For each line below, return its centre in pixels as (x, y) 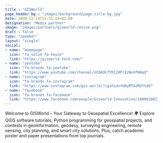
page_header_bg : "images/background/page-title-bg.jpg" (64, 14)
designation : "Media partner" (36, 23)
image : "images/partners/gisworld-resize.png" (53, 28)
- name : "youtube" (24, 63)
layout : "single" (23, 41)
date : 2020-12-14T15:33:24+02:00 (39, 18)
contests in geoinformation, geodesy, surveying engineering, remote (73, 126)
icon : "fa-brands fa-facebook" (41, 95)
